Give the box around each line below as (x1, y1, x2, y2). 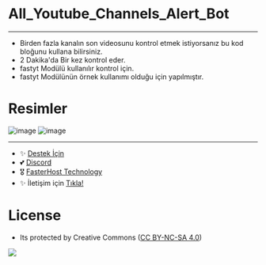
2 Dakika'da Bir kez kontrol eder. (19, 55, 126, 64)
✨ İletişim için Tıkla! (19, 178, 84, 187)
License (8, 206, 62, 225)
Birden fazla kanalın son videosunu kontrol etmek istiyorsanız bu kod (19, 38, 244, 47)
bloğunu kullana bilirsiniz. (19, 47, 103, 56)
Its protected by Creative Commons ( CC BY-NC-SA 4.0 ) (19, 233, 203, 242)
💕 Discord (19, 157, 52, 167)
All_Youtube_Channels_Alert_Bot (8, 5, 230, 23)
